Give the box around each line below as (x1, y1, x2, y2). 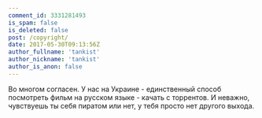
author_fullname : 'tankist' (8, 48, 101, 56)
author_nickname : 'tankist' (8, 56, 101, 64)
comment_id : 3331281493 (8, 11, 87, 20)
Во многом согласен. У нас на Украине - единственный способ (8, 84, 222, 94)
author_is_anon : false (8, 63, 83, 71)
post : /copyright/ (8, 33, 68, 42)
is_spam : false (8, 19, 58, 27)
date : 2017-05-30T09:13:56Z (8, 41, 101, 49)
